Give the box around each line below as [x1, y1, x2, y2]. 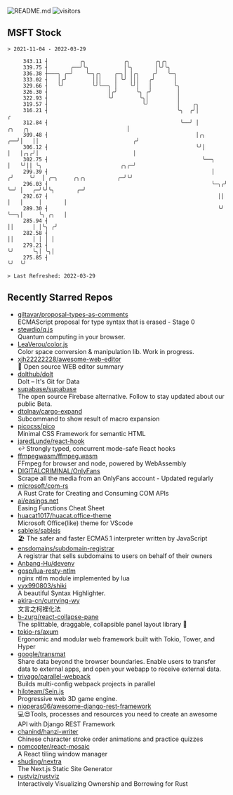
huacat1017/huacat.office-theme [17, 511, 112, 519]
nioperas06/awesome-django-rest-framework [17, 702, 152, 710]
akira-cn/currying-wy [17, 596, 80, 604]
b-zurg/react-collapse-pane [17, 612, 100, 620]
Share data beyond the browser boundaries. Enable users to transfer [17, 657, 216, 665]
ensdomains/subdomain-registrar [17, 544, 114, 552]
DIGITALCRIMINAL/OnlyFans [17, 466, 100, 475]
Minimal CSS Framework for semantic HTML [17, 429, 146, 437]
